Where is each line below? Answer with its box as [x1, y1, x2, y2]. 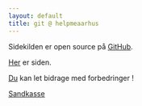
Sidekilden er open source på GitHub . [8, 41, 133, 51]
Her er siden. [8, 57, 52, 67]
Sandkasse [8, 88, 46, 98]
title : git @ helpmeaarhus [8, 19, 99, 28]
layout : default [8, 11, 63, 20]
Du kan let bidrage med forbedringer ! [8, 73, 135, 83]
